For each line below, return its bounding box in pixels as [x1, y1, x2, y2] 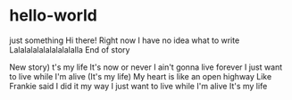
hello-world [9, 5, 98, 26]
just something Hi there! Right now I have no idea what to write [9, 35, 240, 46]
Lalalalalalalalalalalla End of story [9, 44, 130, 54]
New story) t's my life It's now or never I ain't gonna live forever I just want [9, 62, 283, 72]
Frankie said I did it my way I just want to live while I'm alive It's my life [9, 80, 268, 91]
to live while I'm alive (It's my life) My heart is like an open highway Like [9, 71, 272, 81]
